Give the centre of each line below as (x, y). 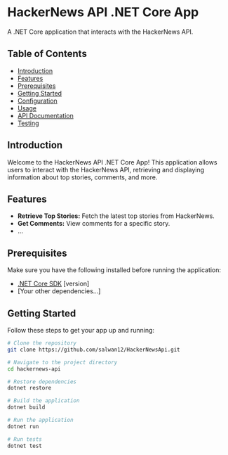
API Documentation (45, 115)
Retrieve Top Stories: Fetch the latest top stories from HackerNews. (116, 216)
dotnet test (25, 446)
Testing (28, 123)
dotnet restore (29, 388)
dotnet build (26, 408)
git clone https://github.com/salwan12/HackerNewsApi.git (94, 350)
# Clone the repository (42, 343)
